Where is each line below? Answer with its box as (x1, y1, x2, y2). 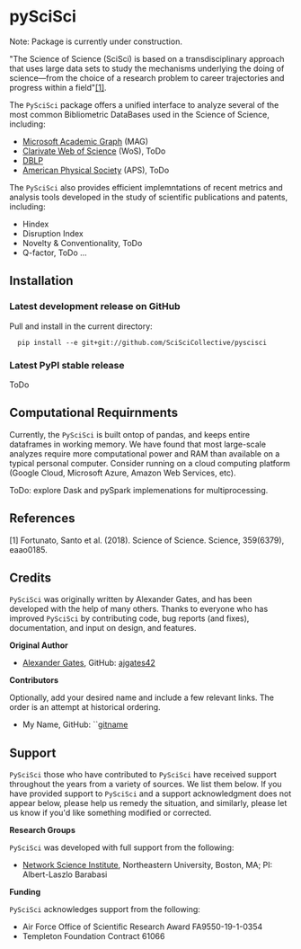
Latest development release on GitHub (9, 300, 181, 313)
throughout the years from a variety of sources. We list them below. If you (9, 779, 282, 790)
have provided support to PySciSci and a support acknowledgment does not (9, 788, 292, 799)
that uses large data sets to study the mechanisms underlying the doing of (9, 63, 285, 74)
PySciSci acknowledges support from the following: (9, 904, 200, 915)
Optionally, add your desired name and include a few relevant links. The (9, 692, 275, 703)
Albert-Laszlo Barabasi (22, 869, 108, 880)
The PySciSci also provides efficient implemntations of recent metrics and (9, 182, 283, 192)
